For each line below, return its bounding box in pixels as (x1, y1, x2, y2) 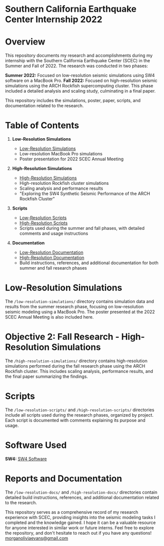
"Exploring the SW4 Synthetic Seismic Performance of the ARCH (19, 191, 150, 197)
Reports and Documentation (5, 473, 122, 484)
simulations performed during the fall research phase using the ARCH (5, 363, 145, 369)
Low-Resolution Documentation (19, 249, 84, 255)
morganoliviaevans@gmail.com (5, 535, 69, 541)
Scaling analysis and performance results (19, 185, 103, 192)
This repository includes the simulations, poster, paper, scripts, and (5, 98, 141, 103)
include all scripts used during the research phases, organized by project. (5, 412, 154, 418)
